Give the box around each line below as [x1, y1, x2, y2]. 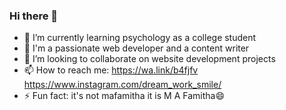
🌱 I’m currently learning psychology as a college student [23, 32, 257, 44]
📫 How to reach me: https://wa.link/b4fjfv [23, 64, 199, 76]
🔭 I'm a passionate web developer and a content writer [23, 42, 250, 54]
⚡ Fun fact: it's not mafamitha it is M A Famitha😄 [23, 90, 225, 102]
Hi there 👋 [9, 9, 59, 23]
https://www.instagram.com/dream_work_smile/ [23, 79, 222, 91]
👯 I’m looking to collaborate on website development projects [23, 53, 276, 65]
